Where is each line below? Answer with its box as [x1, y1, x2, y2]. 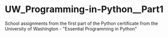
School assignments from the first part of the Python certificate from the [5, 20, 158, 26]
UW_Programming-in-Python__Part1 [5, 4, 164, 15]
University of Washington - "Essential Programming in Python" [5, 25, 137, 31]
